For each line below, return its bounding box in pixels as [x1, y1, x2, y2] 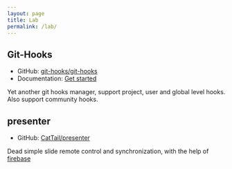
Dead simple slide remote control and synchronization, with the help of [7, 147, 209, 155]
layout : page [7, 10, 45, 17]
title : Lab [7, 17, 39, 24]
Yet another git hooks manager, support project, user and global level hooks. [7, 88, 226, 96]
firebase [7, 154, 31, 163]
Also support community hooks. [7, 95, 98, 104]
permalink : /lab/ [7, 23, 57, 30]
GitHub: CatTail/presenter [17, 134, 90, 142]
